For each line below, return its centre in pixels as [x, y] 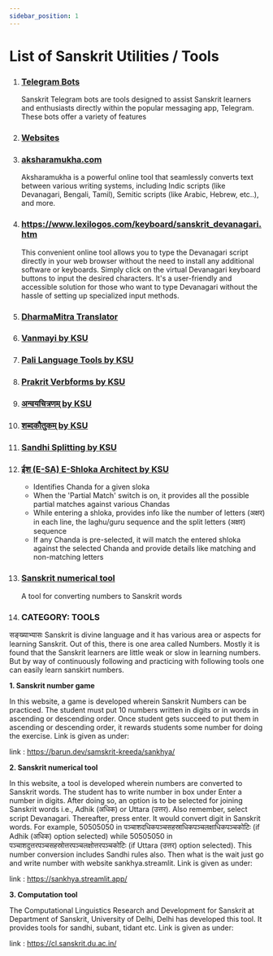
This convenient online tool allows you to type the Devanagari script [134, 252]
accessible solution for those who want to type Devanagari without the [139, 286]
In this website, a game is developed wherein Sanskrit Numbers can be [128, 701]
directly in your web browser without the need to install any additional [137, 260]
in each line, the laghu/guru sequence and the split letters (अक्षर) [139, 522]
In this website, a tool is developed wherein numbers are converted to [126, 783]
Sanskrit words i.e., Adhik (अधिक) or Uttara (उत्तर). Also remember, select [128, 809]
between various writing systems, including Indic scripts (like [123, 186]
